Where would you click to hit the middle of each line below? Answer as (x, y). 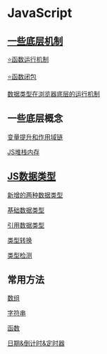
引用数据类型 (26, 225)
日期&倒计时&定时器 (36, 343)
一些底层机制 (35, 41)
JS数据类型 (32, 176)
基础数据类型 (26, 210)
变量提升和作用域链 (35, 137)
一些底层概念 (35, 118)
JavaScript (40, 13)
